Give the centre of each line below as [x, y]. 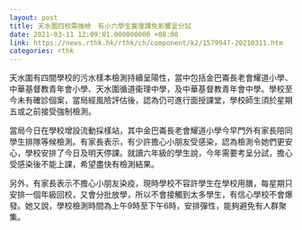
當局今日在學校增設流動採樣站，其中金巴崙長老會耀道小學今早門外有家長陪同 [151, 130]
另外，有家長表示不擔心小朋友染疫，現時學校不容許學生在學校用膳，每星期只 [151, 183]
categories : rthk [42, 51]
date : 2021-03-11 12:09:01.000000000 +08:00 [94, 34]
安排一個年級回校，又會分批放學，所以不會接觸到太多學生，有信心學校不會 [147, 195]
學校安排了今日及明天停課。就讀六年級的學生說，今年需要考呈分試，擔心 [159, 153]
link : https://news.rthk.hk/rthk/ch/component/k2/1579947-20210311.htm [146, 43]
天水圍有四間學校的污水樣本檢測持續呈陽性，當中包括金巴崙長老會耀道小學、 [151, 78]
